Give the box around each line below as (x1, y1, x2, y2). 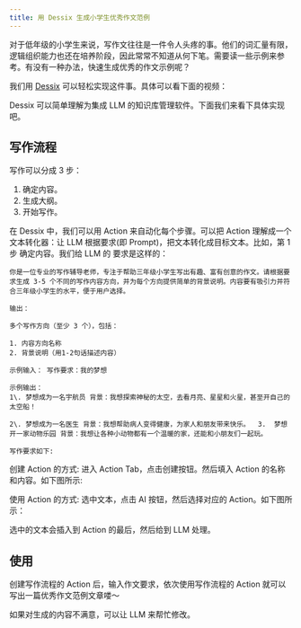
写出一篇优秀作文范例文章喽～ (9, 590, 120, 601)
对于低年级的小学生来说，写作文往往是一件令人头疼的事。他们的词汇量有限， (9, 39, 293, 49)
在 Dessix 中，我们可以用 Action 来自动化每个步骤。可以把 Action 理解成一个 (9, 226, 292, 236)
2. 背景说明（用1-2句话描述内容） (9, 349, 121, 358)
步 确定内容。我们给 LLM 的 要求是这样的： (9, 248, 169, 259)
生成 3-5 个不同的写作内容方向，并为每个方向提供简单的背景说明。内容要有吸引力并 (15, 278, 284, 287)
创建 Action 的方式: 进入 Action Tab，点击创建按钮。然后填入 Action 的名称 (9, 464, 286, 474)
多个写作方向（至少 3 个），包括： (9, 322, 119, 331)
